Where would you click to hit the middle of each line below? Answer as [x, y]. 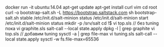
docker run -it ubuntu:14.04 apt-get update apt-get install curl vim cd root [81, 7]
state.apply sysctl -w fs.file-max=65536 [58, 39]
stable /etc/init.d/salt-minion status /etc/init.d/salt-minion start [84, 18]
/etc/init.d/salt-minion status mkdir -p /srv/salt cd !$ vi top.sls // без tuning [82, 23]
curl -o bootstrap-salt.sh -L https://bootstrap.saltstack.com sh [69, 12]
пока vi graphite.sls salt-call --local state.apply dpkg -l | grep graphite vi [80, 28]
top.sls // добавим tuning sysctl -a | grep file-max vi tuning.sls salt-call [78, 34]
